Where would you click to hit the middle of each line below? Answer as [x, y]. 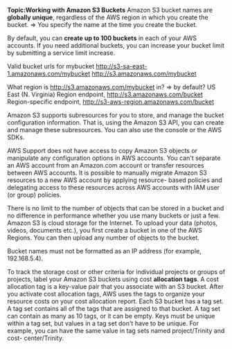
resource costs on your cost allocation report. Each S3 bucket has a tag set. [115, 301]
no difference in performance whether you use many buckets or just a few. [114, 215]
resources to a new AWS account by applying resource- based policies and [115, 180]
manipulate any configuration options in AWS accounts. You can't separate [114, 158]
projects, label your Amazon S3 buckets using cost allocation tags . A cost [113, 279]
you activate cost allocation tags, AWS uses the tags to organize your [106, 294]
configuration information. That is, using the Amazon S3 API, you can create [116, 123]
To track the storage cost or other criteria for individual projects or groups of [116, 272]
